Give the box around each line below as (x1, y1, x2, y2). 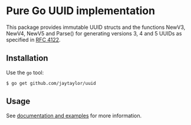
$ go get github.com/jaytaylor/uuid (6, 80, 96, 86)
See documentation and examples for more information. (6, 112, 142, 119)
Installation (6, 53, 48, 63)
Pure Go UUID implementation (6, 4, 155, 18)
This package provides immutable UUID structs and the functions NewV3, (6, 24, 186, 31)
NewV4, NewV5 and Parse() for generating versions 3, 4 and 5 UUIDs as (6, 29, 182, 37)
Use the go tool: (6, 69, 44, 76)
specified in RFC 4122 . (6, 36, 61, 43)
